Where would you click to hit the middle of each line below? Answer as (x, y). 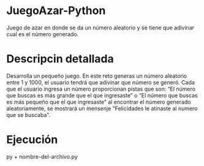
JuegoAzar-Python (56, 11)
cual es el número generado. (43, 34)
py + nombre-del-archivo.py (42, 156)
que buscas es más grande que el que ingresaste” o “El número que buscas (102, 95)
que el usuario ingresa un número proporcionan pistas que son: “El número (101, 89)
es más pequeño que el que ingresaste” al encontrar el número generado (99, 102)
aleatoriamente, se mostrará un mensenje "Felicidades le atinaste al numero (102, 108)
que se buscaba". (28, 115)
